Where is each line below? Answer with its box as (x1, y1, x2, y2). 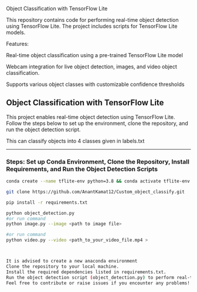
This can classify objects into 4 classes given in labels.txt (6, 137, 145, 144)
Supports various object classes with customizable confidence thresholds (6, 81, 185, 88)
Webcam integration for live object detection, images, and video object (6, 63, 178, 70)
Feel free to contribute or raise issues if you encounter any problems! (6, 280, 191, 286)
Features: (6, 41, 29, 47)
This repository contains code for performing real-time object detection (6, 16, 179, 23)
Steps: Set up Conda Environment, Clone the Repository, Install (6, 157, 189, 165)
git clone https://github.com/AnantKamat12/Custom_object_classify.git (6, 188, 185, 195)
